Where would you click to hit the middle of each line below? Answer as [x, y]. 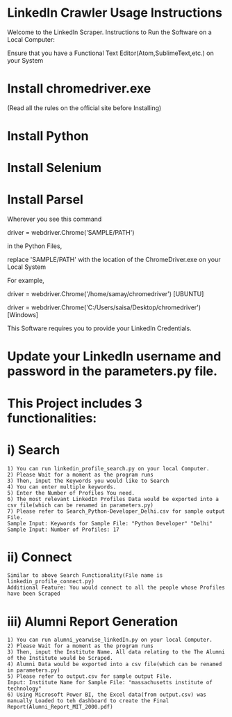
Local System [27, 267]
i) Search [34, 450]
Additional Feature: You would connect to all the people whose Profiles [116, 588]
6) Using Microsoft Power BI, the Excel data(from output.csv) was [107, 695]
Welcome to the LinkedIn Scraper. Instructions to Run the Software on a [109, 32]
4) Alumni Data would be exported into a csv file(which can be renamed [115, 664]
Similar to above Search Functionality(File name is [85, 576]
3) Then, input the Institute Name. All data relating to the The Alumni [116, 652]
